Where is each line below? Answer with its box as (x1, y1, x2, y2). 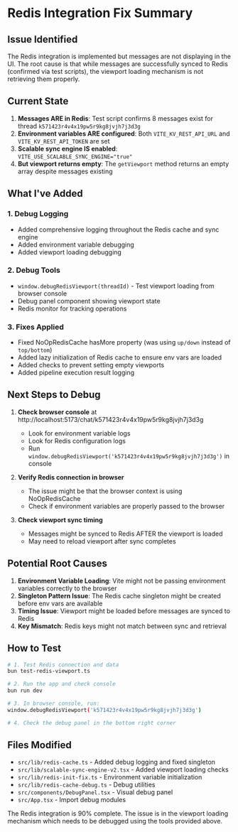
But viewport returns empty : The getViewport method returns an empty (17, 159, 229, 168)
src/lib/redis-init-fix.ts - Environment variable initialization (17, 773, 202, 782)
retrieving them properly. (7, 75, 80, 83)
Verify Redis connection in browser (17, 472, 124, 481)
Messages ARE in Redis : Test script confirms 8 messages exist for (17, 114, 213, 122)
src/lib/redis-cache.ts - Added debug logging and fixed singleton (17, 758, 215, 767)
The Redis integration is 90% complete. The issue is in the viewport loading (7, 809, 229, 818)
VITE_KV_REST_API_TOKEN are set (17, 136, 110, 145)
